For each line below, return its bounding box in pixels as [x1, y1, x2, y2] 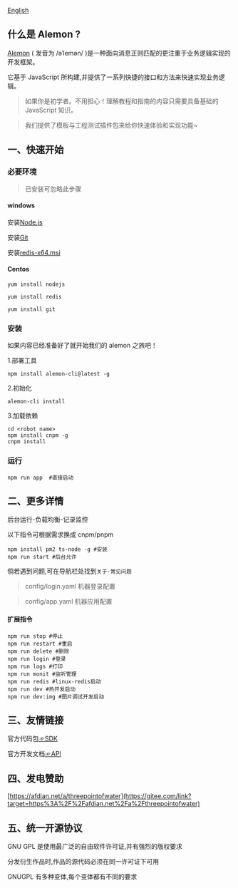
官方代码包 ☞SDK [7, 734, 58, 743]
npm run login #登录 [7, 655, 66, 662]
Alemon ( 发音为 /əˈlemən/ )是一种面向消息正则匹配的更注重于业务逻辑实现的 [7, 48, 232, 57]
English [7, 6, 29, 14]
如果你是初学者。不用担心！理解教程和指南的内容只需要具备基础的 [24, 96, 219, 105]
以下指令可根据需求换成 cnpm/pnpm [7, 530, 114, 539]
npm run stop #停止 [7, 632, 63, 640]
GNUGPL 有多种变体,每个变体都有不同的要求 [7, 872, 138, 881]
